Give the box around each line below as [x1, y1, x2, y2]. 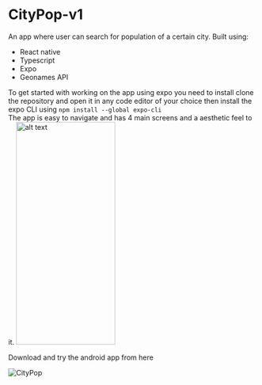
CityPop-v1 [8, 6, 83, 24]
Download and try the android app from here [8, 353, 154, 362]
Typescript [19, 55, 55, 65]
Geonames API [19, 72, 69, 82]
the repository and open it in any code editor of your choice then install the [8, 96, 253, 105]
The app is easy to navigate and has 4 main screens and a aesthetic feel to [8, 112, 253, 122]
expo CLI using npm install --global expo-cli [8, 105, 162, 114]
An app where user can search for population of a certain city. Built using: [8, 32, 249, 41]
